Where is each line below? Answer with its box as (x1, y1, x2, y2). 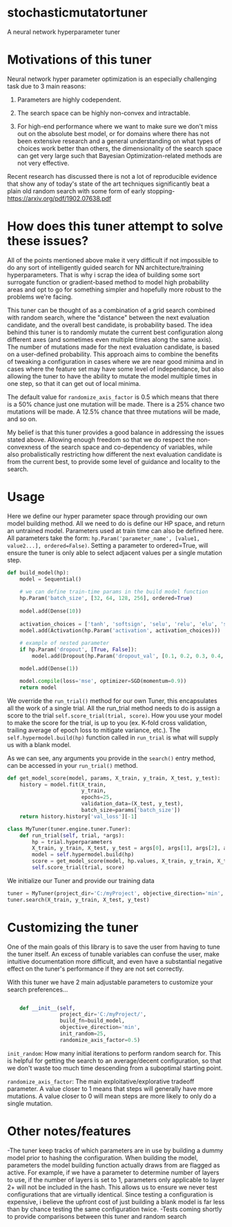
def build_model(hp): (7, 569, 70, 576)
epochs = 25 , (81, 794, 113, 801)
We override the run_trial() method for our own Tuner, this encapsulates (7, 696, 217, 705)
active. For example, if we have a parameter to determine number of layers (7, 1168, 220, 1177)
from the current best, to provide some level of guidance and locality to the (7, 457, 221, 465)
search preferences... (7, 985, 68, 994)
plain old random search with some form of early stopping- (7, 186, 175, 195)
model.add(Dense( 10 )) (19, 608, 81, 615)
